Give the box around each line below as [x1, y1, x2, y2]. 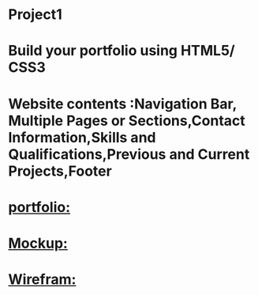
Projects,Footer [8, 162, 112, 180]
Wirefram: [8, 270, 77, 289]
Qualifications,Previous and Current [8, 145, 250, 163]
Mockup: [8, 234, 69, 252]
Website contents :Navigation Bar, [8, 95, 237, 112]
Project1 [8, 6, 63, 24]
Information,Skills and [8, 128, 156, 146]
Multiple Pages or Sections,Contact [8, 112, 246, 130]
